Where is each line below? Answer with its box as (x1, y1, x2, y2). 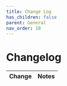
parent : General (6, 20, 46, 26)
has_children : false (6, 14, 58, 20)
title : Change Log (6, 8, 52, 15)
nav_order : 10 (6, 25, 42, 31)
